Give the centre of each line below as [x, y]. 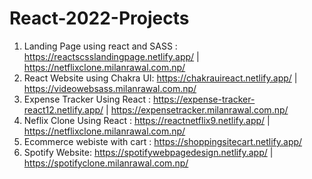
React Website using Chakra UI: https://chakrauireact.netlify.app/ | [160, 78]
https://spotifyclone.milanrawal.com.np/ [106, 163]
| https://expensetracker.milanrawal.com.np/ [197, 109]
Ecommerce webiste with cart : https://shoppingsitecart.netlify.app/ [163, 141]
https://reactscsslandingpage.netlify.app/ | [111, 56]
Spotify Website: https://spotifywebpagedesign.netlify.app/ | [148, 152]
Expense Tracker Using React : [87, 99]
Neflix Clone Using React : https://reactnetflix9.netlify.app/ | [147, 120]
